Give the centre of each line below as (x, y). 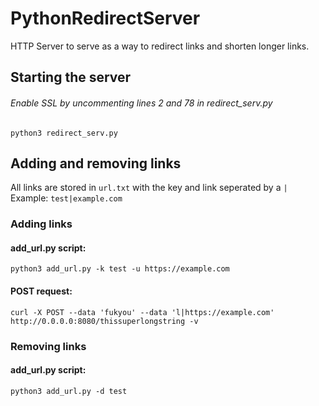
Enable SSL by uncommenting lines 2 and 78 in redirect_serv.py (141, 103)
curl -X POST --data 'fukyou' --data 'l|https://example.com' (142, 312)
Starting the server (71, 77)
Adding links (41, 224)
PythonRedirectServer (105, 18)
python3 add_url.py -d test (69, 391)
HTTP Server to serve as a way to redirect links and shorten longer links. (160, 46)
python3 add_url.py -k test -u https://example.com (120, 269)
